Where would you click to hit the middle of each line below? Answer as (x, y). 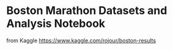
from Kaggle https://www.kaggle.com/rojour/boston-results (81, 40)
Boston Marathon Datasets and (87, 11)
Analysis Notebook (56, 23)
